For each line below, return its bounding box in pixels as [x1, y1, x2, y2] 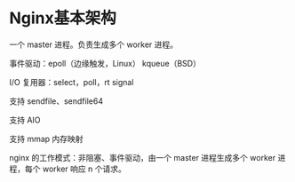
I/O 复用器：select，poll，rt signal [9, 76, 134, 87]
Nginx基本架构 [9, 8, 117, 28]
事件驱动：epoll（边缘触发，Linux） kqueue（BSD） [9, 58, 202, 68]
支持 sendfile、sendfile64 [9, 95, 104, 107]
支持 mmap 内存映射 [9, 133, 84, 144]
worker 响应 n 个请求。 [42, 163, 126, 174]
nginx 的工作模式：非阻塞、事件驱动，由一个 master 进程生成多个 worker [9, 152, 276, 162]
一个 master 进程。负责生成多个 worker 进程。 [9, 39, 179, 50]
